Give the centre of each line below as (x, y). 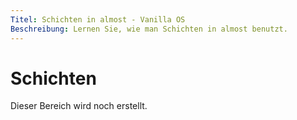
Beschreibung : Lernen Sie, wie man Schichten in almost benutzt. (149, 29)
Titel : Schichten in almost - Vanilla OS (98, 19)
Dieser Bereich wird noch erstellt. (79, 106)
